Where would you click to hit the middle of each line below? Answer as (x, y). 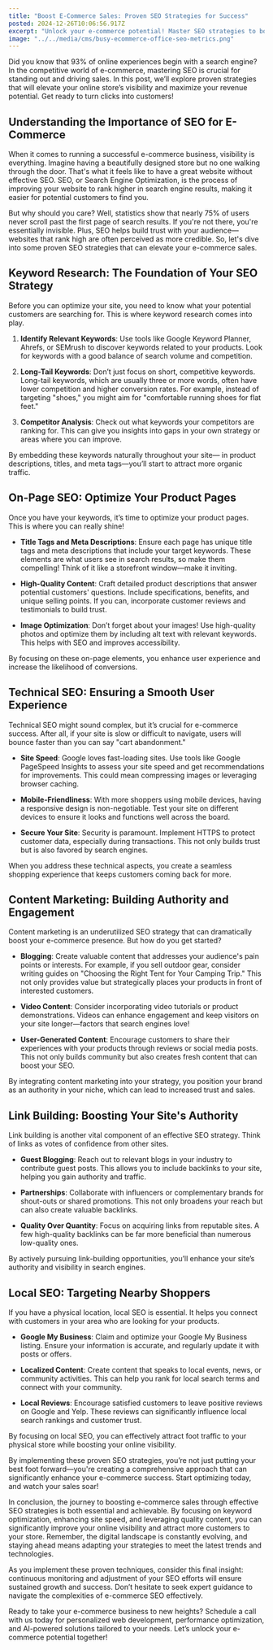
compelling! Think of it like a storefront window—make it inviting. (128, 568)
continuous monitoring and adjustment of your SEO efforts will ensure (125, 1578)
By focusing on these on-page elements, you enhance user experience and (135, 658)
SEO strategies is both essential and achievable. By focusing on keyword (130, 1510)
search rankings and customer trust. (81, 1420)
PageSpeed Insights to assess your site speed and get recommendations (142, 766)
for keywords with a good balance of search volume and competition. (136, 355)
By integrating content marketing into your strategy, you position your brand (135, 1082)
